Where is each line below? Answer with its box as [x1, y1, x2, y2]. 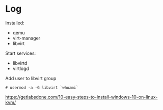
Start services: [5, 50, 36, 56]
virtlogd [12, 65, 30, 71]
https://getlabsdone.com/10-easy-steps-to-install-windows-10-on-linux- [5, 94, 158, 100]
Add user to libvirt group [5, 75, 57, 81]
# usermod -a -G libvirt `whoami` [5, 85, 79, 90]
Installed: [5, 20, 24, 26]
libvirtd [12, 60, 28, 66]
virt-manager [12, 35, 41, 41]
